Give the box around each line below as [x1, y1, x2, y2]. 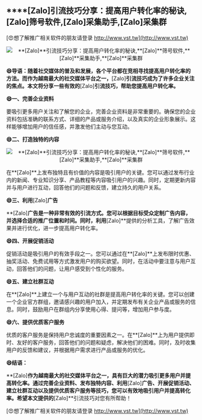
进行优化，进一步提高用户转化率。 [16, 224, 101, 232]
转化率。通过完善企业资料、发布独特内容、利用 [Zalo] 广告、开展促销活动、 [11, 379, 195, 386]
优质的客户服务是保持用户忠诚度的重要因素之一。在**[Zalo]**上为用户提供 [6, 331, 189, 338]
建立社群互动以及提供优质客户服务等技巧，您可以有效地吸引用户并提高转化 [6, 387, 191, 394]
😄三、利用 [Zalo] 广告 [6, 196, 58, 203]
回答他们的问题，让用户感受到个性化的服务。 [16, 265, 127, 272]
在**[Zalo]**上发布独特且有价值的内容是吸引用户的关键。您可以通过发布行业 [6, 168, 195, 176]
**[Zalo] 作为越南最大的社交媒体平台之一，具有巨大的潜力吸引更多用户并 [6, 372, 186, 379]
